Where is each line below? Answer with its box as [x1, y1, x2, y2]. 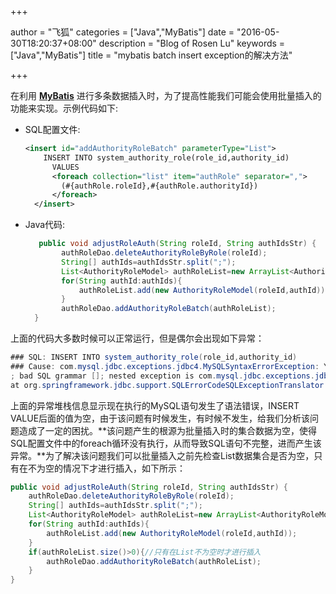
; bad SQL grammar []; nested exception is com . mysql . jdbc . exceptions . [10, 371, 315, 381]
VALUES [51, 162, 80, 172]
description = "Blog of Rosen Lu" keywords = [98, 37, 286, 49]
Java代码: [24, 219, 66, 231]
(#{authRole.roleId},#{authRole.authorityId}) [61, 181, 259, 191]
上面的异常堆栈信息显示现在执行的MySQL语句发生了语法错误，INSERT [10, 399, 300, 411]
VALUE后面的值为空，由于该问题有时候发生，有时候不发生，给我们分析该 [10, 412, 311, 424]
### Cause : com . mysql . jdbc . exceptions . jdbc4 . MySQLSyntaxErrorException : [10, 361, 320, 371]
